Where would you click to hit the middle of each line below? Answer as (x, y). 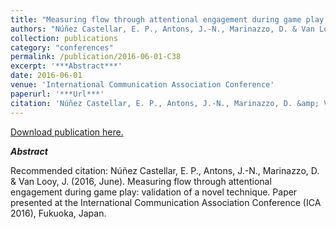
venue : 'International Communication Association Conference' (142, 85)
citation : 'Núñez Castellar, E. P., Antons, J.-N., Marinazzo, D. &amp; (165, 103)
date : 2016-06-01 (46, 76)
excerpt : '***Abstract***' (66, 66)
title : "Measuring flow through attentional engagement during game (156, 19)
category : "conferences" (62, 47)
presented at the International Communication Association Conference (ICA (166, 202)
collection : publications (64, 38)
